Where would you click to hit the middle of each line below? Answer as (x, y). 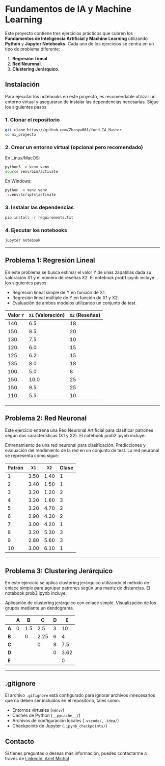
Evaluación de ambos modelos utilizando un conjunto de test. (74, 303)
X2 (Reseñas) (85, 315)
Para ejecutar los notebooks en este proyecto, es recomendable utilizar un (80, 96)
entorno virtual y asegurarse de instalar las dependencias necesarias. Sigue (82, 102)
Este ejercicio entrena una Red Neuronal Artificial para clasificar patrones (79, 430)
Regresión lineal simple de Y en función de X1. (59, 292)
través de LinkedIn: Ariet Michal (37, 758)
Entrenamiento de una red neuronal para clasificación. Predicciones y (75, 445)
